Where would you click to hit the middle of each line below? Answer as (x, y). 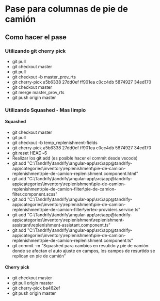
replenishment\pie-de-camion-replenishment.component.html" (75, 174)
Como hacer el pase (36, 37)
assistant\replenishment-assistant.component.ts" (61, 225)
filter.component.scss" (35, 194)
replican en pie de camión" (39, 256)
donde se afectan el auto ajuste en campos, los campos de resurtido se (83, 251)
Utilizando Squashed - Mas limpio (46, 110)
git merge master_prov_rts (38, 92)
